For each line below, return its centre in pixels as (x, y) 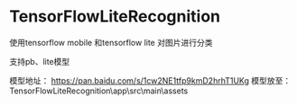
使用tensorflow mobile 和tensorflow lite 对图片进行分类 (111, 42)
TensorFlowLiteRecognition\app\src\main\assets (99, 91)
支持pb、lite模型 (40, 61)
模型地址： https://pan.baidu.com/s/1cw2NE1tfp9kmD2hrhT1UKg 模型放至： (150, 80)
